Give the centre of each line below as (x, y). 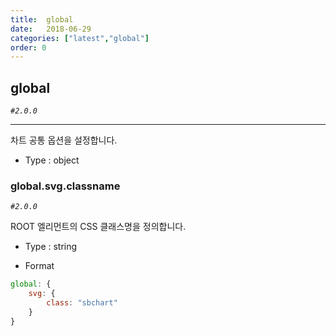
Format (39, 266)
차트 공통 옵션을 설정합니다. (64, 140)
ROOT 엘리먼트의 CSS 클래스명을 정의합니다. (98, 227)
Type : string (51, 247)
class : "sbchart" (82, 303)
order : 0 (28, 47)
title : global (42, 19)
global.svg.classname (65, 186)
